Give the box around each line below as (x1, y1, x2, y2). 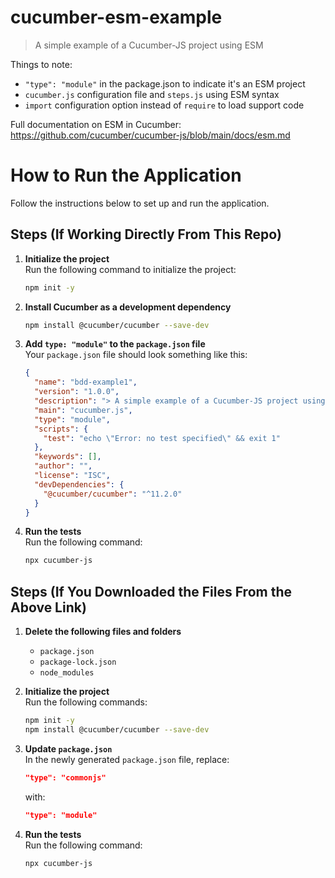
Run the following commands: (24, 696, 148, 708)
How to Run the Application (10, 164, 242, 187)
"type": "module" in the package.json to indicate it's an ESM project (24, 77, 306, 90)
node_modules (39, 668, 95, 678)
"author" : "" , (34, 461, 93, 471)
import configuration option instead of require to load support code (24, 99, 305, 111)
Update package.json (24, 742, 113, 755)
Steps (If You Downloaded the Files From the (10, 583, 292, 600)
